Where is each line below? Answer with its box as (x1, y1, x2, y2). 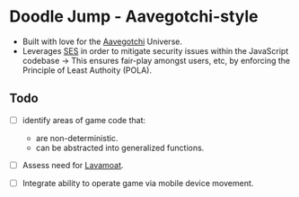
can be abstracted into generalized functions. (35, 142, 205, 153)
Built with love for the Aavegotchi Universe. (22, 36, 182, 47)
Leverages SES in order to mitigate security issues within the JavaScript (22, 45, 289, 56)
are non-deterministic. (35, 132, 119, 143)
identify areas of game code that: (22, 114, 146, 125)
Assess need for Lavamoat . (22, 159, 124, 170)
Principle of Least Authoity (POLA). (22, 65, 153, 76)
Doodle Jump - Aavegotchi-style (9, 6, 259, 27)
